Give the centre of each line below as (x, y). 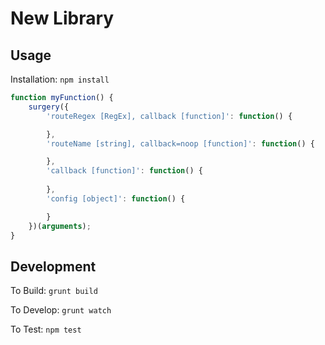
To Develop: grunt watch (61, 310)
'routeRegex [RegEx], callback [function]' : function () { (169, 116)
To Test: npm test (46, 329)
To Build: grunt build (54, 291)
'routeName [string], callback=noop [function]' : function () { (180, 143)
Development (53, 266)
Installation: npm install (60, 79)
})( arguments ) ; (60, 226)
